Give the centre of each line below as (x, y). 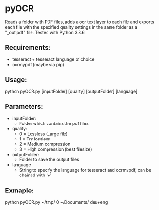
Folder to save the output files (49, 160)
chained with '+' (35, 175)
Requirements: (28, 47)
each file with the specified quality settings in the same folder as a (71, 27)
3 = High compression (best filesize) (56, 149)
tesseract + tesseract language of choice (53, 59)
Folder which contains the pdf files (54, 123)
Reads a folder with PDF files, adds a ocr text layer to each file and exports (79, 22)
